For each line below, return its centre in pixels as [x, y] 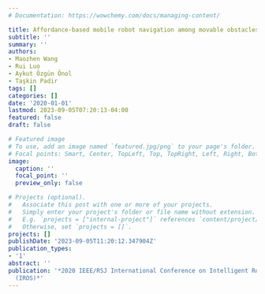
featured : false [35, 118]
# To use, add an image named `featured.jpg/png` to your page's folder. [132, 147]
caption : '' [35, 169]
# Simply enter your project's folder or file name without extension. [132, 212]
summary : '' [28, 44]
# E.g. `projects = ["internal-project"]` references [102, 219]
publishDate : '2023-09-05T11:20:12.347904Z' [82, 241]
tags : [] [22, 88]
